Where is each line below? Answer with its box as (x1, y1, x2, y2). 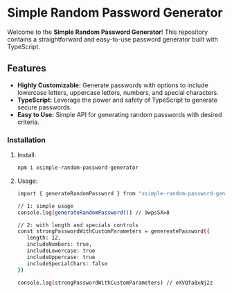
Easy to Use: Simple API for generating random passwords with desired (17, 110, 222, 118)
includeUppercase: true (26, 254, 96, 260)
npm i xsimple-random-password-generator (17, 164, 139, 171)
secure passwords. (17, 103, 72, 112)
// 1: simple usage (17, 202, 74, 209)
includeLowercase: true (26, 247, 96, 254)
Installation (7, 135, 46, 145)
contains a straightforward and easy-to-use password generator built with (7, 35, 218, 43)
